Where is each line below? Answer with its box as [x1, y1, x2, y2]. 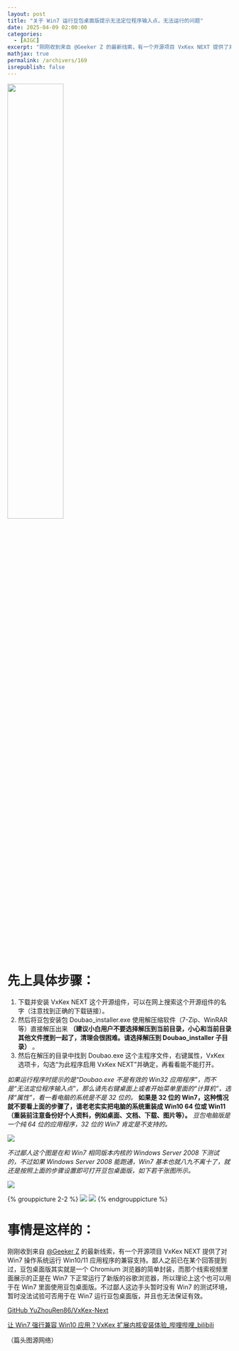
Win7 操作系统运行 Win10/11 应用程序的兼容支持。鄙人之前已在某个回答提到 [7, 1255, 228, 1264]
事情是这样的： [7, 1222, 95, 1238]
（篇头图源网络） [7, 1335, 58, 1344]
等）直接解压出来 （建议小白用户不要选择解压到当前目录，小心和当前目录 [17, 1024, 232, 1033]
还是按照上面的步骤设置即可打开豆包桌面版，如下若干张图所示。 [7, 1166, 194, 1175]
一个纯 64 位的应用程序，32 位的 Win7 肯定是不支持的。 [7, 1120, 171, 1128]
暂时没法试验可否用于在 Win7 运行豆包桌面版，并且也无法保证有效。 [7, 1291, 207, 1300]
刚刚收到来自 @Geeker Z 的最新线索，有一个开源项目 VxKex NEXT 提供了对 [7, 1247, 228, 1255]
